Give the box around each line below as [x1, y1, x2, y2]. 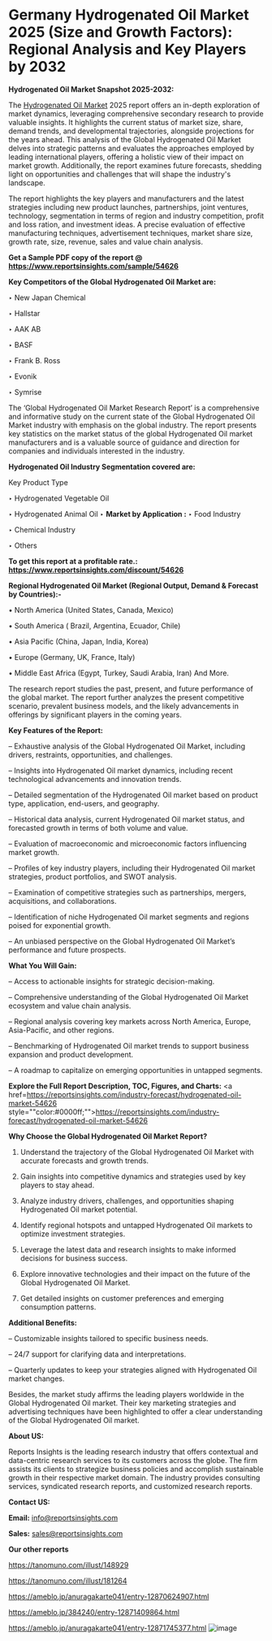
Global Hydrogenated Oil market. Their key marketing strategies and [8, 1398, 237, 1408]
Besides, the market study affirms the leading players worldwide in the [8, 1389, 245, 1399]
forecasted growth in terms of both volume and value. [8, 823, 188, 832]
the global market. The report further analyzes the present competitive [8, 692, 245, 702]
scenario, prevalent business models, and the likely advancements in [8, 701, 240, 710]
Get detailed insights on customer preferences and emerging [19, 1293, 225, 1303]
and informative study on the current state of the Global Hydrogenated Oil [8, 411, 256, 421]
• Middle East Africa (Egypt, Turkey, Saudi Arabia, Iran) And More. [8, 668, 230, 678]
